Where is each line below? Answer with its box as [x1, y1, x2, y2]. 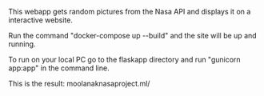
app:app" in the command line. [8, 63, 110, 73]
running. [8, 39, 36, 49]
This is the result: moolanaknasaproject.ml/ [8, 79, 150, 88]
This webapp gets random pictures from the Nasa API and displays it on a [8, 7, 251, 16]
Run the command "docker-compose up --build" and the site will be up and [8, 31, 258, 40]
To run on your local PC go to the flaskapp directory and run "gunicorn [8, 55, 242, 64]
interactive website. [8, 15, 74, 25]
